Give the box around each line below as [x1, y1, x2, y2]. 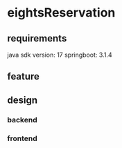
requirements [7, 33, 67, 44]
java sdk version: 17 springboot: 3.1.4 [7, 50, 112, 59]
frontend [7, 133, 38, 143]
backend [7, 115, 37, 124]
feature [7, 71, 40, 82]
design [7, 94, 38, 106]
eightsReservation [7, 5, 116, 21]
